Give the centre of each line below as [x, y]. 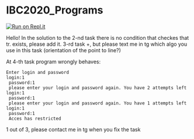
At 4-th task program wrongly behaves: [53, 62]
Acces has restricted [35, 118]
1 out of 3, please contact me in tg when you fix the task [73, 129]
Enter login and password [37, 72]
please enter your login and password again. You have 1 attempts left [98, 103]
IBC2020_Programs [55, 10]
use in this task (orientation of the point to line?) [63, 50]
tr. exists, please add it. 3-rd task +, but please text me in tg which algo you [97, 44]
